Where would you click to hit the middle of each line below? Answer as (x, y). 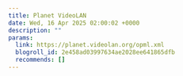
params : (21, 38)
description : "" (35, 30)
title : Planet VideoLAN (48, 15)
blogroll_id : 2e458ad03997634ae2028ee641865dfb (95, 52)
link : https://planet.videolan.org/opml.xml (90, 45)
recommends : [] (40, 60)
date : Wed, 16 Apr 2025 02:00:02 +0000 (74, 23)
